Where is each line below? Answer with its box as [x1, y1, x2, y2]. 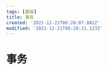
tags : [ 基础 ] [6, 8, 37, 15]
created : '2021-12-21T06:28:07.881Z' [6, 20, 100, 26]
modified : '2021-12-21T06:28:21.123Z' [6, 25, 103, 31]
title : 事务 [6, 14, 34, 20]
